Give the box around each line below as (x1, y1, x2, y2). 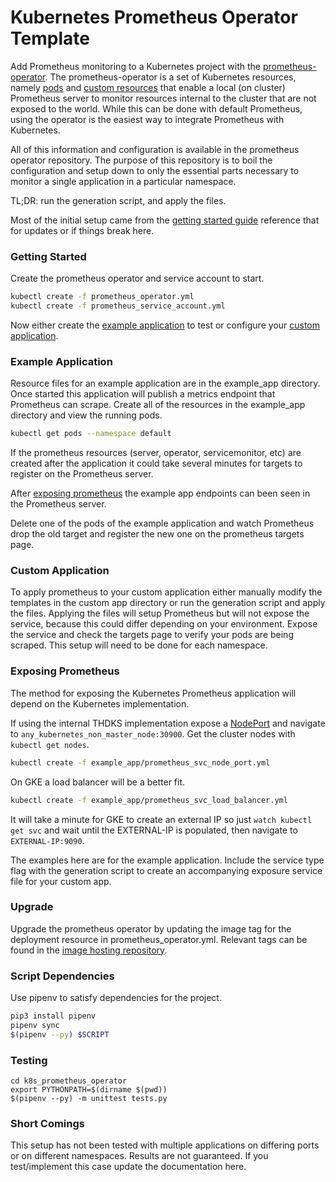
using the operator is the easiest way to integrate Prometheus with (10, 113, 285, 125)
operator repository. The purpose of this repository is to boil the (10, 154, 273, 166)
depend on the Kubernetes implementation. (10, 697, 190, 710)
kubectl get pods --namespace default (10, 429, 172, 439)
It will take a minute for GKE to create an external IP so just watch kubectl (10, 813, 313, 825)
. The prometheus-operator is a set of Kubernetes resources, (44, 71, 297, 83)
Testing (10, 1053, 48, 1067)
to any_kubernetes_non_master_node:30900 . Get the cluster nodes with (10, 727, 296, 740)
